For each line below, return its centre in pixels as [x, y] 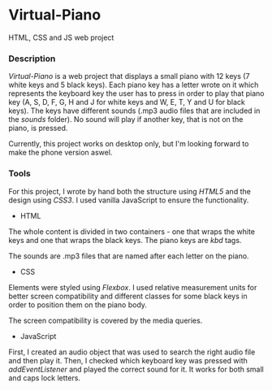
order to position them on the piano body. [78, 304]
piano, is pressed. [38, 128]
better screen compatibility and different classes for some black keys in [128, 296]
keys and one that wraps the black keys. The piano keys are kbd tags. [125, 240]
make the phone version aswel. [60, 153]
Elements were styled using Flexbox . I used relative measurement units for [133, 287]
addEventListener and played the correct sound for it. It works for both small [136, 369]
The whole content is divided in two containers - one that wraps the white [132, 231]
